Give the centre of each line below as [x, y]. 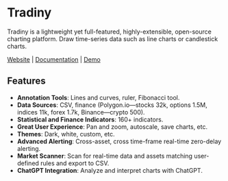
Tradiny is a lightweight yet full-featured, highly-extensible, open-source [110, 32]
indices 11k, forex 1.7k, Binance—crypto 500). [81, 112]
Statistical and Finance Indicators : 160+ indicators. [90, 119]
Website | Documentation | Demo [54, 59]
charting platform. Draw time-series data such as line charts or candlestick [113, 38]
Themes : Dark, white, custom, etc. [66, 134]
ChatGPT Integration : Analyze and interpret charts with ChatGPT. [110, 170]
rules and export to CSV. [75, 163]
